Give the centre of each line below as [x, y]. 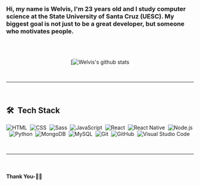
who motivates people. [40, 31]
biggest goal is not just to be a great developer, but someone [95, 24]
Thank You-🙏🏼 [24, 176]
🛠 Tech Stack [33, 110]
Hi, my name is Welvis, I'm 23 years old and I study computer [96, 9]
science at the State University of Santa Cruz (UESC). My [90, 16]
